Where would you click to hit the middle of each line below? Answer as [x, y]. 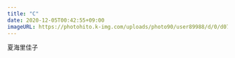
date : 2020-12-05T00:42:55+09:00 [56, 20]
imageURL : [22, 27]
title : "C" [23, 14]
